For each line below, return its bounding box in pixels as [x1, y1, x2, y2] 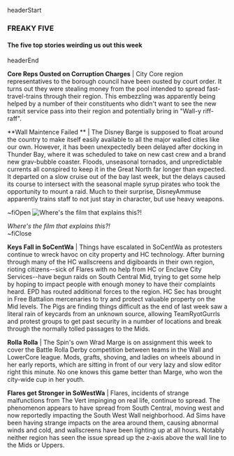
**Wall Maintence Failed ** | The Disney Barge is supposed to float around [7, 128, 224, 136]
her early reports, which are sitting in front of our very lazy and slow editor [7, 360, 221, 369]
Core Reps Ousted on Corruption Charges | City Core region [7, 70, 184, 78]
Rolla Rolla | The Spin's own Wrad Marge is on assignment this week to [7, 339, 212, 347]
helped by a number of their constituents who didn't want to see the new [7, 99, 217, 108]
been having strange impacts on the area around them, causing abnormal [7, 419, 219, 427]
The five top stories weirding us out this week [7, 41, 142, 49]
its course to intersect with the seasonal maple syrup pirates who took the [7, 180, 220, 188]
